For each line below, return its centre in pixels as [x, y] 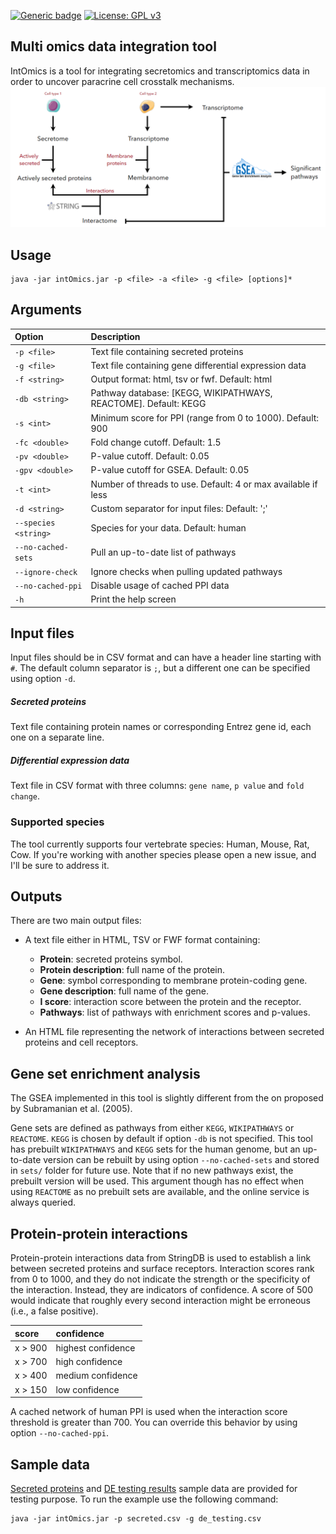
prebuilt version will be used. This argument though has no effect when [157, 1181]
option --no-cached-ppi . [59, 1433]
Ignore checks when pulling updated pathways [186, 571]
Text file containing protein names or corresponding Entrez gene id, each [161, 727]
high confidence [89, 1362]
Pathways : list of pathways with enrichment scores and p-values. [175, 1012]
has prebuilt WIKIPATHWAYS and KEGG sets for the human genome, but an [155, 1149]
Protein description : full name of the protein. [132, 970]
